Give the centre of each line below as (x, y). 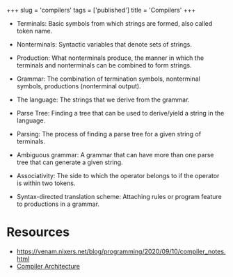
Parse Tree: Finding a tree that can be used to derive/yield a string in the (120, 113)
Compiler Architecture (48, 266)
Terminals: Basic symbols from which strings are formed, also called (114, 23)
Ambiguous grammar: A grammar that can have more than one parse (115, 155)
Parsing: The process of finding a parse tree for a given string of (109, 134)
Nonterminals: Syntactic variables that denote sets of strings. (104, 44)
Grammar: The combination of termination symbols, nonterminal (109, 79)
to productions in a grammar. (58, 204)
